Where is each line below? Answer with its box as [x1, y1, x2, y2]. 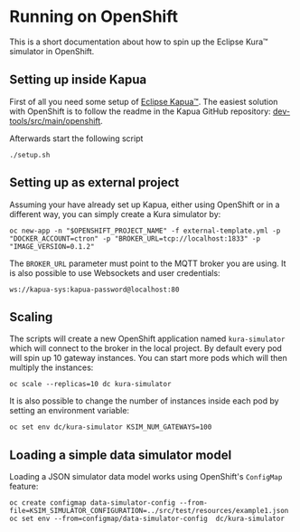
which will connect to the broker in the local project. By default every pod [9, 343, 283, 354]
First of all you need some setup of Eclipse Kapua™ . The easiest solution [9, 96, 278, 107]
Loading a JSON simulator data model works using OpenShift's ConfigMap [9, 471, 283, 482]
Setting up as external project [9, 175, 180, 191]
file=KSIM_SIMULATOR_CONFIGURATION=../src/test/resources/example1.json [9, 507, 289, 516]
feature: [9, 481, 39, 492]
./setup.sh [9, 150, 51, 159]
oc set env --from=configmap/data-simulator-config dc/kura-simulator [9, 514, 285, 524]
